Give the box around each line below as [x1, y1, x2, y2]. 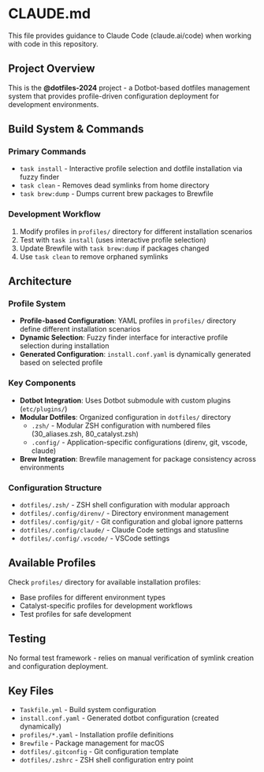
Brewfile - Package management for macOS [19, 738, 165, 748]
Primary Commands [8, 147, 87, 158]
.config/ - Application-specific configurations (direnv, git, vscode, [31, 437, 248, 447]
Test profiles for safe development [19, 609, 132, 618]
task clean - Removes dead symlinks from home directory [19, 180, 210, 190]
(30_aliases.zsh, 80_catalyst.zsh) [31, 429, 139, 438]
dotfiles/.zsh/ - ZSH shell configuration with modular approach [19, 500, 230, 510]
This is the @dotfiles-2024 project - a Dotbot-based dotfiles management [8, 83, 251, 92]
